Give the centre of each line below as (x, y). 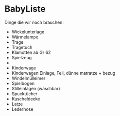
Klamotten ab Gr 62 (31, 52)
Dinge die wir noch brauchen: (34, 22)
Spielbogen (23, 83)
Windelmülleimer (28, 78)
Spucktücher (24, 94)
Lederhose (22, 109)
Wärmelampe (25, 37)
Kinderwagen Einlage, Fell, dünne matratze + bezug (63, 73)
